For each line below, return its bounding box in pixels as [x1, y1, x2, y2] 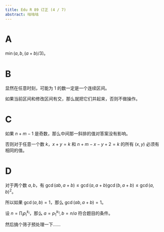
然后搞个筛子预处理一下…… [5, 222, 61, 228]
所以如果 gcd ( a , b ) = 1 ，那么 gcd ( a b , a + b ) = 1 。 [5, 199, 106, 205]
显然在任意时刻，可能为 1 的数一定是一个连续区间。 [5, 85, 110, 91]
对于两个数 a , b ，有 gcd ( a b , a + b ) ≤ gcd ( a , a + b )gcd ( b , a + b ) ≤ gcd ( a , [5, 182, 154, 188]
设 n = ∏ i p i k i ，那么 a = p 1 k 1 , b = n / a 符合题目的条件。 [5, 209, 113, 217]
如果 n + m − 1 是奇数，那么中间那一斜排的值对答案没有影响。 [5, 130, 131, 137]
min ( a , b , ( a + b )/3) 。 [5, 50, 48, 56]
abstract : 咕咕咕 [5, 12, 39, 17]
